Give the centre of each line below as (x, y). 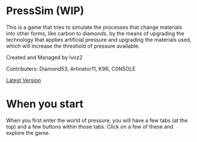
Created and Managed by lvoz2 (44, 57)
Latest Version (24, 80)
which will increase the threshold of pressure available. (73, 46)
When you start (45, 104)
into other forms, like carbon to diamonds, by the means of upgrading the (95, 33)
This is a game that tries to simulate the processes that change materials (94, 27)
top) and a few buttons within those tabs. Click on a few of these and (90, 126)
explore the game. (28, 133)
